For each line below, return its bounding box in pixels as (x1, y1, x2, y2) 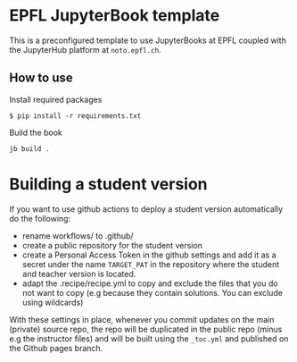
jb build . (9, 144, 50, 153)
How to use (9, 71, 73, 86)
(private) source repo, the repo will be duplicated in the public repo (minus (9, 324, 283, 334)
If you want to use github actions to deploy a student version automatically (9, 203, 284, 215)
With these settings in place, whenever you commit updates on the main (9, 314, 275, 324)
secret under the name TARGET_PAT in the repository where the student (21, 258, 280, 269)
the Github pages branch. (9, 342, 103, 353)
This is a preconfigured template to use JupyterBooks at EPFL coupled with (9, 35, 287, 46)
